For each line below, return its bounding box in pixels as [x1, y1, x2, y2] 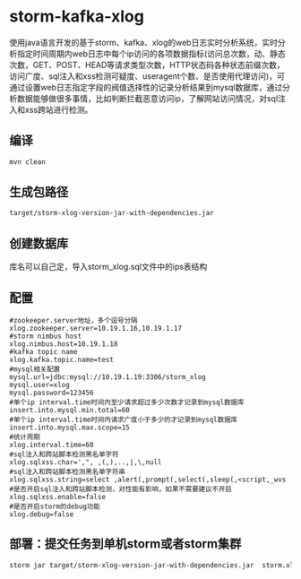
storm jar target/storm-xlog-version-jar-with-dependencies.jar [9, 560, 254, 570]
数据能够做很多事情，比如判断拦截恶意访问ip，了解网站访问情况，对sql [16, 92, 279, 104]
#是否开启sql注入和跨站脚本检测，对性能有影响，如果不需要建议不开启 [9, 484, 233, 494]
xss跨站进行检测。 [24, 104, 93, 115]
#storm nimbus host [9, 332, 82, 341]
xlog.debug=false [9, 509, 74, 519]
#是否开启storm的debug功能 [9, 502, 100, 511]
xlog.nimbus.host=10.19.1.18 [9, 339, 118, 349]
